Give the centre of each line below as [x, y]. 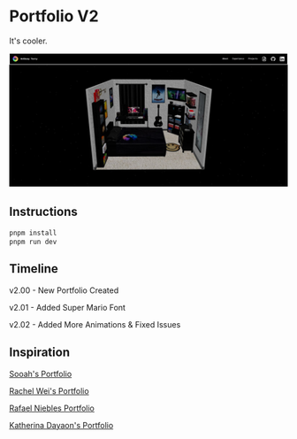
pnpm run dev [33, 242]
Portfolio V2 [54, 16]
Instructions [43, 211]
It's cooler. [28, 41]
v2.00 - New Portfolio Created [64, 290]
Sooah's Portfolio [41, 374]
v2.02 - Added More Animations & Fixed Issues [95, 324]
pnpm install [33, 233]
